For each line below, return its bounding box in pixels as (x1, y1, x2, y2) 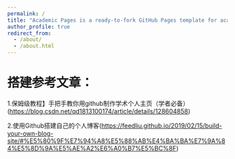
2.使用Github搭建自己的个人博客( (7, 121, 102, 130)
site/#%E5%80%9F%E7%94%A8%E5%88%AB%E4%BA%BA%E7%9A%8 (7, 137, 226, 145)
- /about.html (13, 43, 55, 50)
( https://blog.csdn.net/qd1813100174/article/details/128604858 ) (7, 107, 191, 115)
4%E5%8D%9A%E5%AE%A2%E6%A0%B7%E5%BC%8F (7, 144, 177, 152)
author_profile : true (7, 23, 71, 30)
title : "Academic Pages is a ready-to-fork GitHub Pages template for (7, 17, 218, 24)
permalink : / (7, 10, 45, 17)
